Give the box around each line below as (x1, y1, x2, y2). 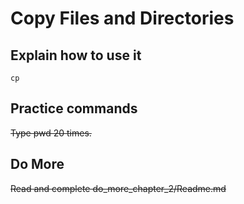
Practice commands (10, 100, 138, 117)
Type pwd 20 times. (10, 127, 92, 139)
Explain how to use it (10, 47, 142, 64)
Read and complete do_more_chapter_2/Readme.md (10, 182, 227, 194)
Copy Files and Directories (10, 7, 235, 30)
